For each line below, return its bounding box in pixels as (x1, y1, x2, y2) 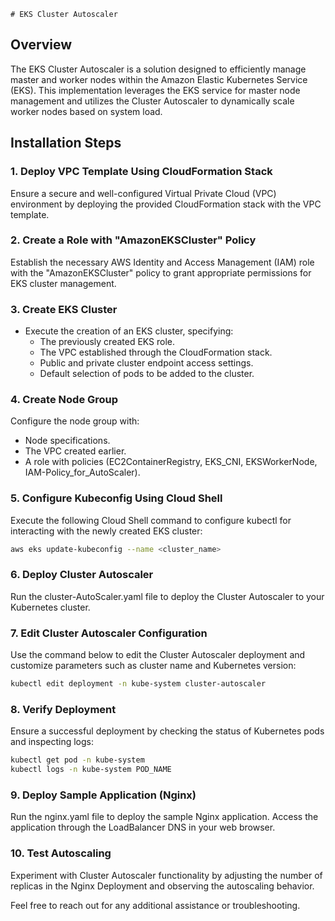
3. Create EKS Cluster (10, 302, 118, 316)
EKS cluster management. (10, 277, 117, 289)
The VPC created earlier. (24, 445, 127, 457)
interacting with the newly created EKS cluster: (10, 525, 203, 537)
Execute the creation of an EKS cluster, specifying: (24, 325, 234, 337)
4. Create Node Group (10, 393, 119, 407)
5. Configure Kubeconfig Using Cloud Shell (10, 491, 223, 505)
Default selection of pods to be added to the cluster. (39, 368, 255, 380)
